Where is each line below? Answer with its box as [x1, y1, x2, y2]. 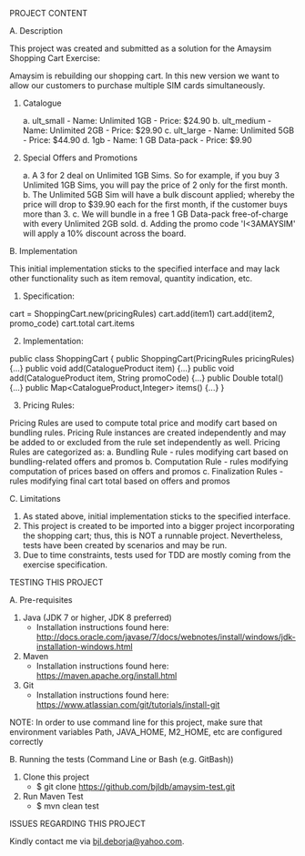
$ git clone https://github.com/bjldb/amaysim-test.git [36, 781, 235, 791]
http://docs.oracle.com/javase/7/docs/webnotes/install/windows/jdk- [36, 632, 296, 642]
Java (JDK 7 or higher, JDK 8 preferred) [22, 612, 173, 623]
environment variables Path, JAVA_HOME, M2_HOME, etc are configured [9, 727, 283, 737]
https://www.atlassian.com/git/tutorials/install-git [36, 699, 220, 709]
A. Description [9, 25, 64, 36]
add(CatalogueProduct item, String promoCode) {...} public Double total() [9, 372, 284, 383]
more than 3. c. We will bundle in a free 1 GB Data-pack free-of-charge [22, 209, 289, 219]
